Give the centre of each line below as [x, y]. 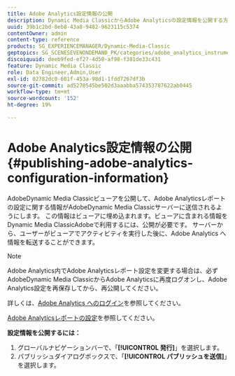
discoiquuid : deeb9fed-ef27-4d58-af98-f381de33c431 [84, 60]
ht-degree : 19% [29, 105]
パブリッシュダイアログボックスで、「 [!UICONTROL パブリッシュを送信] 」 [122, 356]
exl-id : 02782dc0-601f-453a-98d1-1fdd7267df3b [76, 79]
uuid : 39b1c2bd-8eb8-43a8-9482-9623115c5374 [73, 27]
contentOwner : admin [37, 33]
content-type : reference [43, 40]
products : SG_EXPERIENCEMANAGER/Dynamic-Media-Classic [89, 46]
